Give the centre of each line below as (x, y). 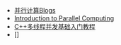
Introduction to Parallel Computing (64, 18)
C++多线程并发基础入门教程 (54, 26)
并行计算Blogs (35, 10)
